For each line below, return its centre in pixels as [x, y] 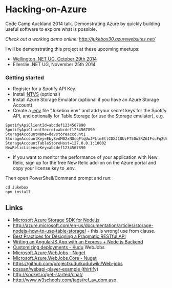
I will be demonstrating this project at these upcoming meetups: [72, 49]
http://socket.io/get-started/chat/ [48, 275]
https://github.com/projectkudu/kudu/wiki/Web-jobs [68, 264]
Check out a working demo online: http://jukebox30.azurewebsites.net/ [80, 39]
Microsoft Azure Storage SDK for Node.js [56, 220]
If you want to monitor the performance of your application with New [85, 157]
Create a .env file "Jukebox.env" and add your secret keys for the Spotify [90, 111]
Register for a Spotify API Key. [45, 89]
